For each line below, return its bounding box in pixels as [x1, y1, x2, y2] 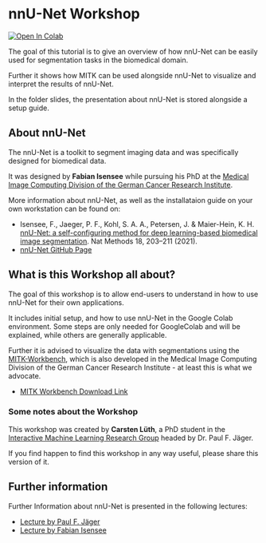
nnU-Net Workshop [8, 5, 141, 23]
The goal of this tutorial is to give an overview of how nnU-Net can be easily [8, 46, 258, 56]
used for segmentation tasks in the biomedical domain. [8, 55, 189, 65]
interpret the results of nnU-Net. [8, 79, 114, 89]
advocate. [8, 371, 41, 380]
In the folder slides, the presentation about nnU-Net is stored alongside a [8, 94, 248, 104]
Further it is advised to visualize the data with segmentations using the [8, 345, 240, 355]
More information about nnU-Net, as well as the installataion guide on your [8, 195, 253, 204]
